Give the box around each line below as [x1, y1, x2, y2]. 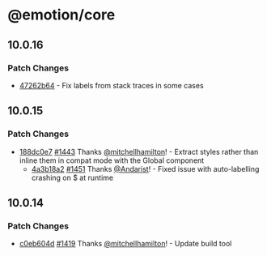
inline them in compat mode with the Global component [19, 156, 205, 165]
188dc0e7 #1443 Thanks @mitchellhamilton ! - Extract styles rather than [19, 147, 259, 156]
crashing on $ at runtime [31, 173, 114, 182]
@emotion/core [7, 6, 116, 24]
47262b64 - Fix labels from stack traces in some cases [19, 80, 204, 90]
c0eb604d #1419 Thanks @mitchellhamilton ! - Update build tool [19, 239, 232, 249]
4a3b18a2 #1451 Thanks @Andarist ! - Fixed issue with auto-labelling [31, 164, 260, 173]
